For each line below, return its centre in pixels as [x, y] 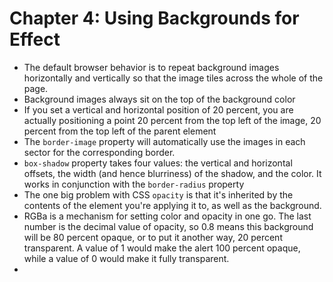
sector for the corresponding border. [99, 152]
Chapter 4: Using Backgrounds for [154, 18]
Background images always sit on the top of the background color [159, 99]
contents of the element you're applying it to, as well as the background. [172, 205]
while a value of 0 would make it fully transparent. [126, 258]
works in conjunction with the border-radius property [134, 184]
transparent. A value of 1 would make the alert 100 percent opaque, [162, 248]
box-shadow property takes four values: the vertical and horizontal [158, 163]
